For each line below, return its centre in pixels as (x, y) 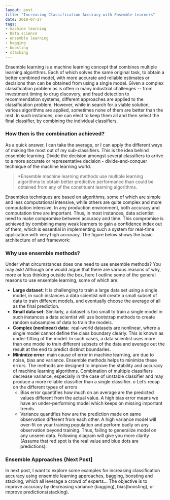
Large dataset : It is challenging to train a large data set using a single (85, 290)
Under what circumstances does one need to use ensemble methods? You (83, 264)
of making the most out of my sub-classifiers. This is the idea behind (77, 150)
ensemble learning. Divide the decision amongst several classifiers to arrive (84, 156)
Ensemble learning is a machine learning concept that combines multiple (81, 67)
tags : (11, 24)
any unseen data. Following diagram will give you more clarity (85, 436)
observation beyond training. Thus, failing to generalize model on (88, 430)
